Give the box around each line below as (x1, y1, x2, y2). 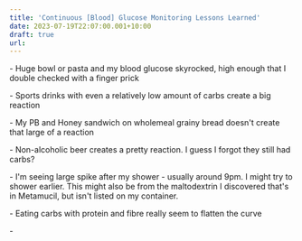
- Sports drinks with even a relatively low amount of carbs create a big (9, 90, 271, 101)
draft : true (9, 30, 54, 39)
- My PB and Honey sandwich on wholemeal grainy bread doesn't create (9, 117, 280, 128)
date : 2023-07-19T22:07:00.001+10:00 (9, 22, 152, 31)
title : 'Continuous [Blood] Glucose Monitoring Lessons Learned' (9, 13, 260, 23)
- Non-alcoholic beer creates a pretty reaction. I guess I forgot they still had (9, 144, 291, 155)
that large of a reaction (9, 127, 95, 138)
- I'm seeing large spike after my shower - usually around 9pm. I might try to (9, 171, 293, 182)
